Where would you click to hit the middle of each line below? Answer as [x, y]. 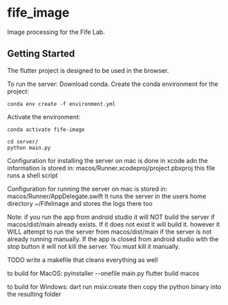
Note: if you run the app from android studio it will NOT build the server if [111, 217]
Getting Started [41, 54]
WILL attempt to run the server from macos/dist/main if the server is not [110, 232]
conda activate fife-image [46, 130]
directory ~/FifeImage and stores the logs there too [80, 203]
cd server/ [23, 141]
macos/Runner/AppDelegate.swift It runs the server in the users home [107, 196]
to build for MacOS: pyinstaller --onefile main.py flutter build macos [103, 273]
